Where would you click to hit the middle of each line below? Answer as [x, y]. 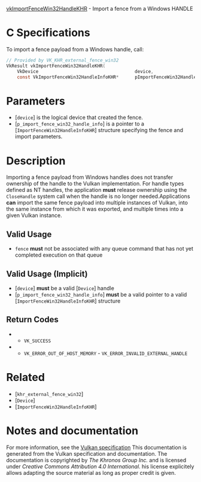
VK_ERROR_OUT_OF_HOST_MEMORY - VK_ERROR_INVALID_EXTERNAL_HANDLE [106, 353]
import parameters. [39, 136]
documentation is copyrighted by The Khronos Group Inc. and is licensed [96, 460]
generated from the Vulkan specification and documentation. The [87, 453]
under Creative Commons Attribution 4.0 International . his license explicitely [100, 466]
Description [36, 161]
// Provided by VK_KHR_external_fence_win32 [63, 60]
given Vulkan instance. [34, 215]
